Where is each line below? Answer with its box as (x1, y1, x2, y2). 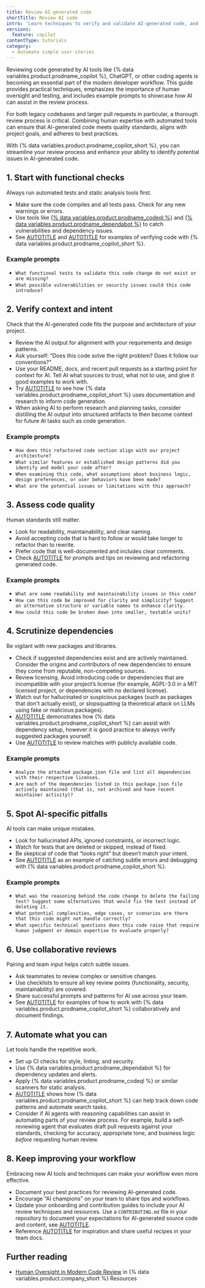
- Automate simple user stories (12, 49, 95, 55)
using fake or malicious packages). (15, 706, 104, 714)
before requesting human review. (15, 1136, 99, 1143)
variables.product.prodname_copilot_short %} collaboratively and (15, 1005, 181, 1012)
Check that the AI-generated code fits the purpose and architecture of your (6, 320, 196, 328)
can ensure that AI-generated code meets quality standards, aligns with (6, 123, 187, 131)
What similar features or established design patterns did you (15, 459, 181, 465)
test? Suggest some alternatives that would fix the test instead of (15, 898, 197, 905)
